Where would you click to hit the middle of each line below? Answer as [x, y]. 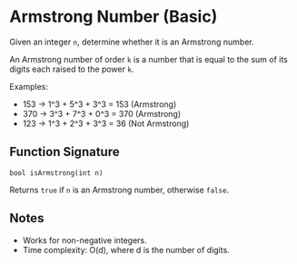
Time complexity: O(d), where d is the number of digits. [126, 249]
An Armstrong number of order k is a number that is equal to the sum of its [149, 59]
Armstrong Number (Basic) [114, 17]
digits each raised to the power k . [72, 69]
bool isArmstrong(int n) [56, 173]
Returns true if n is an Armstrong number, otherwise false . [119, 190]
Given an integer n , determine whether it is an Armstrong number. [132, 42]
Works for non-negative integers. [84, 240]
